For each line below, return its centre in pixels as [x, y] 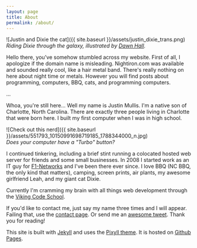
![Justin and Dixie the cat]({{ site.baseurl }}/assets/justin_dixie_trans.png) [96, 40]
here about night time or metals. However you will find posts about [88, 76]
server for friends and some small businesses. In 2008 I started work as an [98, 160]
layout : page [22, 12]
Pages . [15, 239]
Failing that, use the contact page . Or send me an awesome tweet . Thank [96, 215]
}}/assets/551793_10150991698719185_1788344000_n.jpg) [77, 136]
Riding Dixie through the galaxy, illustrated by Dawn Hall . [76, 46]
